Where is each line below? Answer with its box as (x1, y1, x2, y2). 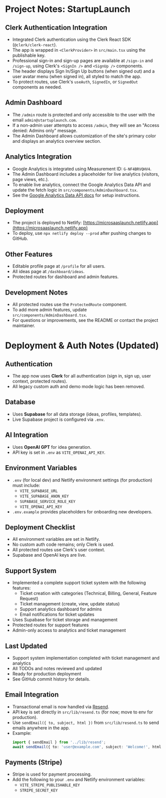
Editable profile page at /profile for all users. (12, 263, 106, 269)
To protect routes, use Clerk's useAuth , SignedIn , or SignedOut (12, 79, 138, 85)
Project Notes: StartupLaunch (5, 3, 130, 15)
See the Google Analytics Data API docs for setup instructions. (12, 192, 140, 198)
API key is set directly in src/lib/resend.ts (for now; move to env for (12, 709, 154, 715)
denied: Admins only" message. (12, 127, 78, 133)
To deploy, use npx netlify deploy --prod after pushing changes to (12, 230, 152, 236)
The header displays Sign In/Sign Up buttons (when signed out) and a (12, 68, 155, 74)
